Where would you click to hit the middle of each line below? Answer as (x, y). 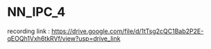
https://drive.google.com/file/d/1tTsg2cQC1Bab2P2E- (128, 31)
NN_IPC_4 (36, 12)
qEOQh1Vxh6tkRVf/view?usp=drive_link (64, 38)
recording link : (29, 31)
